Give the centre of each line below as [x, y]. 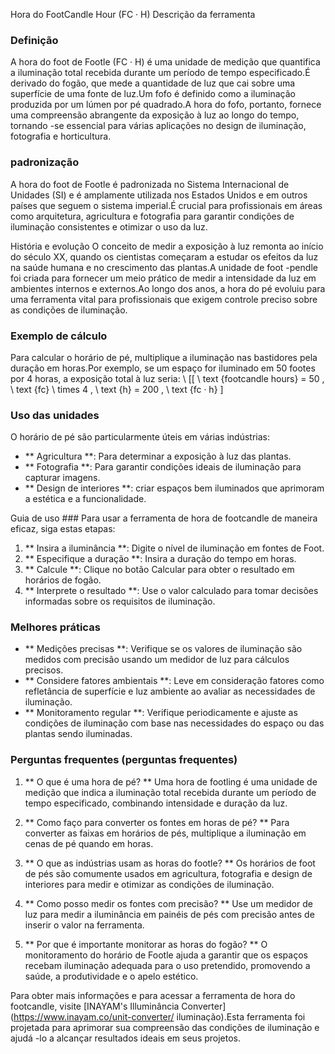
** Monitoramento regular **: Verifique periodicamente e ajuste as [161, 713]
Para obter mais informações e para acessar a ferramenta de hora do [153, 995]
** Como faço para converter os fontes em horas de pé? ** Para [157, 822]
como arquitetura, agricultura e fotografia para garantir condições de [152, 216]
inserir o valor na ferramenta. [84, 925]
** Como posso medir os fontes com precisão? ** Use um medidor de [168, 903]
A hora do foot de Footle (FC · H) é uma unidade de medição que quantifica [165, 62]
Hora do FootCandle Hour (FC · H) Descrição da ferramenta [133, 14]
